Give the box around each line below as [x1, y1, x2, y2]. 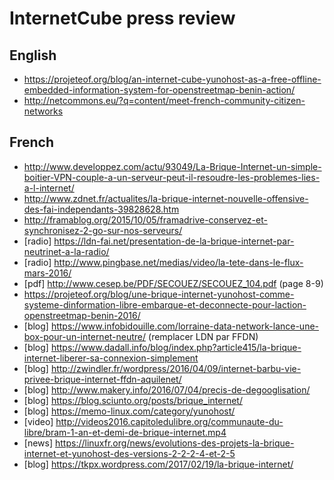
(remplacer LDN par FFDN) [148, 330, 259, 342]
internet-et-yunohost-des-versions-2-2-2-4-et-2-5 [23, 447, 236, 459]
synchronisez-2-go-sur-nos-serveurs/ [23, 224, 183, 236]
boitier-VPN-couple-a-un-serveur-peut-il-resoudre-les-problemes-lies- [23, 171, 321, 183]
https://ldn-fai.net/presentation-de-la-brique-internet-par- [53, 235, 295, 247]
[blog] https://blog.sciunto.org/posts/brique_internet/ [23, 394, 243, 406]
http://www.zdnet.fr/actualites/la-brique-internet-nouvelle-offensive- [23, 192, 309, 204]
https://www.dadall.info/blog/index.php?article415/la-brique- [50, 341, 302, 353]
